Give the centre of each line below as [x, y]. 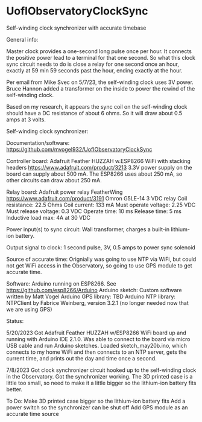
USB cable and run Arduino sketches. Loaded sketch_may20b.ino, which [96, 345]
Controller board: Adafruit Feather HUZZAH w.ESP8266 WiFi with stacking [99, 161]
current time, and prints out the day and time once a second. [81, 358]
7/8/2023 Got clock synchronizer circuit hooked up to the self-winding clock [101, 370]
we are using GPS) [29, 309]
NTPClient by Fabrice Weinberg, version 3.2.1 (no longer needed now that [97, 302]
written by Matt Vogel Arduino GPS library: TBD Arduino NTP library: [91, 296]
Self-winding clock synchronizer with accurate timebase [76, 28]
